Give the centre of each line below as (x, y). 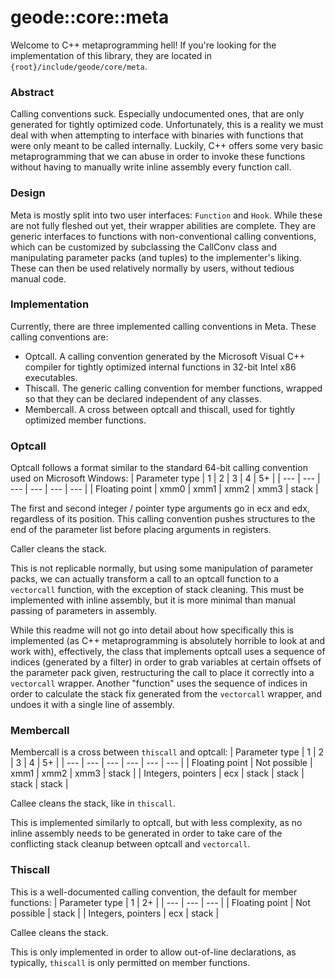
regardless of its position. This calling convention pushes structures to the (163, 519)
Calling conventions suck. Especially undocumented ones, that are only (157, 114)
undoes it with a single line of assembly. (92, 705)
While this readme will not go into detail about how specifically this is (152, 630)
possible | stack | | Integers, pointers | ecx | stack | (115, 913)
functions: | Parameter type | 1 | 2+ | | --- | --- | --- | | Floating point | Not (160, 902)
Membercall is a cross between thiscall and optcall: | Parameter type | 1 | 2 (167, 752)
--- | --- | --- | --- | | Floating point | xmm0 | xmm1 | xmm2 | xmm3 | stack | (164, 489)
